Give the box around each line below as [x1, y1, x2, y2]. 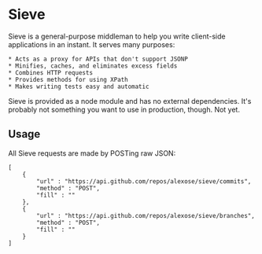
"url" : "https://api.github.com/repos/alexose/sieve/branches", [36, 212, 256, 219]
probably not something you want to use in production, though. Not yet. [8, 105, 240, 114]
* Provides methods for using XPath [8, 75, 128, 83]
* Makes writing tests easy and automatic [8, 83, 149, 90]
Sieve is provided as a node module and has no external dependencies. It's [8, 96, 252, 105]
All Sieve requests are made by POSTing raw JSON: [8, 148, 176, 158]
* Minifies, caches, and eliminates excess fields [8, 61, 178, 70]
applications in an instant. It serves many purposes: [8, 39, 175, 49]
